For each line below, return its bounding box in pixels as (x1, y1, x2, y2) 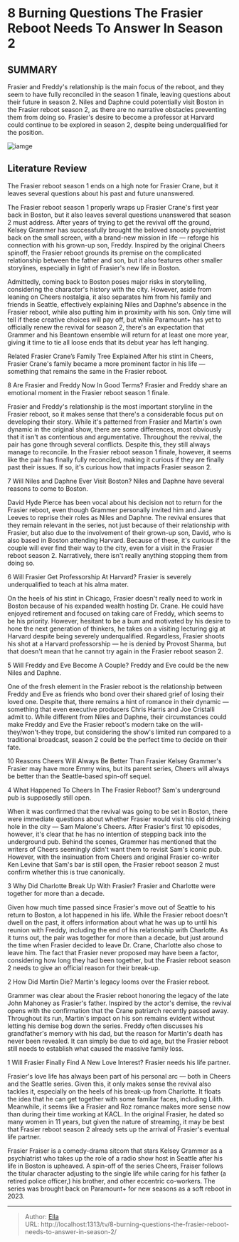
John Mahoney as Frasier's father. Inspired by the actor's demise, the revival (7, 999, 232, 1007)
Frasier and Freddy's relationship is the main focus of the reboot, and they (7, 83, 225, 91)
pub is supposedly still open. (7, 793, 92, 802)
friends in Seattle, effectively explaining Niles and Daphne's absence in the (7, 300, 227, 308)
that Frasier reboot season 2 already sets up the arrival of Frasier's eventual (7, 1125, 230, 1134)
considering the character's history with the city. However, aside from (7, 285, 212, 293)
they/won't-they (7, 728, 55, 736)
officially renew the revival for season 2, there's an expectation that (7, 322, 205, 331)
